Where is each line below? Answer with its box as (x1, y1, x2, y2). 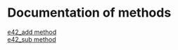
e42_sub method (7, 35, 56, 43)
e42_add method (7, 28, 57, 36)
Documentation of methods (7, 5, 172, 21)
